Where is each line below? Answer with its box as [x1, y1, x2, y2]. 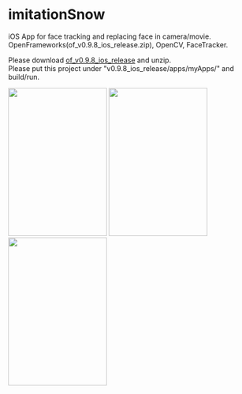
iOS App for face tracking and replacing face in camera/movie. [8, 32, 211, 41]
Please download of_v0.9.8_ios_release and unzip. [8, 55, 172, 65]
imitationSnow [8, 6, 106, 24]
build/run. [8, 72, 40, 81]
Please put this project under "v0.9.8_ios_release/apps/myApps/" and [8, 63, 235, 73]
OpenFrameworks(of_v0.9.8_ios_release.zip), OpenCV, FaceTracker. [8, 39, 229, 49]
